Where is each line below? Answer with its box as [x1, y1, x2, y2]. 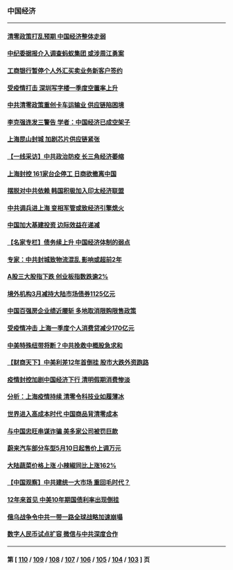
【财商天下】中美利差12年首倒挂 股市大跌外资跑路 [7, 359, 149, 367]
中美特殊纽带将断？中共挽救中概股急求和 [7, 341, 123, 349]
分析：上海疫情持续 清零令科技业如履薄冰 [7, 392, 125, 401]
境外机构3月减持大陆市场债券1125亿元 [7, 289, 116, 297]
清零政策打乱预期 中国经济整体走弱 [7, 32, 106, 40]
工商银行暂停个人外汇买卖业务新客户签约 [7, 67, 123, 75]
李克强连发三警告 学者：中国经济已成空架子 [7, 118, 130, 126]
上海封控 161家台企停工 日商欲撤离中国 [7, 169, 116, 178]
